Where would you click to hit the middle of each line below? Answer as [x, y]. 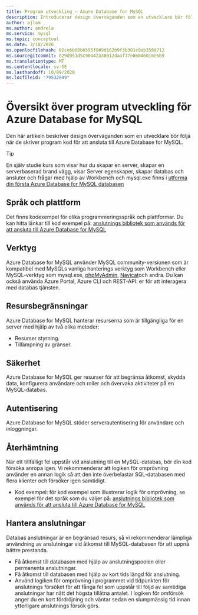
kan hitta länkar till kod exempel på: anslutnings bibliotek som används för [96, 223]
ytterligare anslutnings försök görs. [57, 606]
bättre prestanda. [27, 550]
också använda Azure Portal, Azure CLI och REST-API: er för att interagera [96, 281]
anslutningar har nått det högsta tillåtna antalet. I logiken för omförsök [99, 593]
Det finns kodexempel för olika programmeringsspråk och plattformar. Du [95, 217]
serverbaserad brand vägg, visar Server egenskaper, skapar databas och [95, 172]
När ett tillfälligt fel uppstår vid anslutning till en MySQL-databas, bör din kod [99, 462]
